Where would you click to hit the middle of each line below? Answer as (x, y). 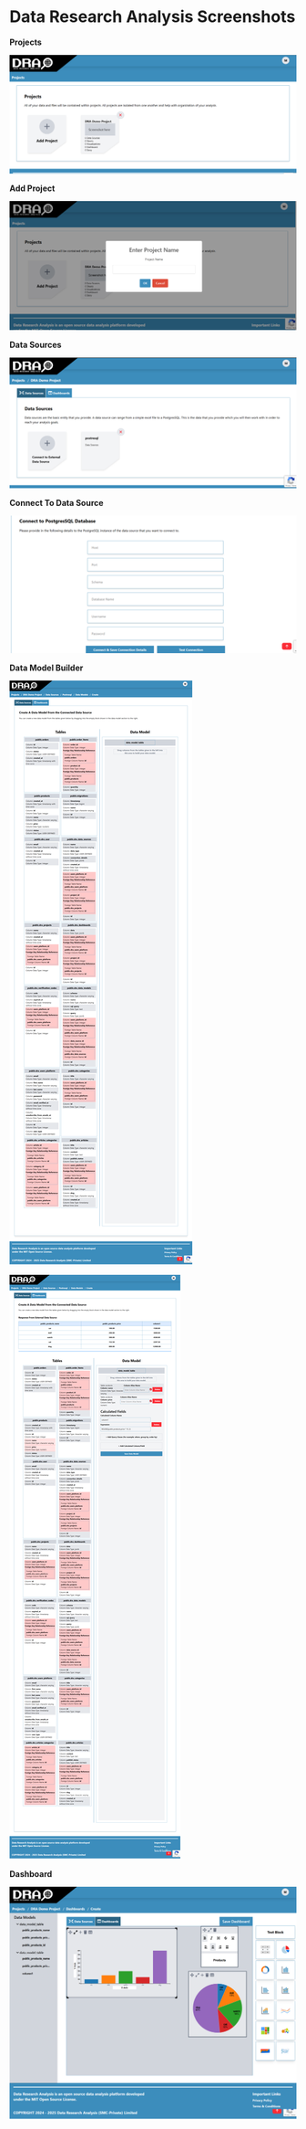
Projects (26, 42)
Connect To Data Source (56, 503)
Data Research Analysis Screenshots (153, 17)
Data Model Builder (46, 668)
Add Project (32, 188)
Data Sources (36, 345)
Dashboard (31, 1873)
